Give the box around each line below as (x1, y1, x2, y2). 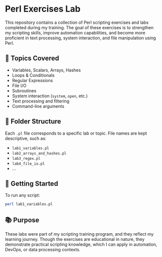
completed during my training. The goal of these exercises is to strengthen (5, 24, 154, 30)
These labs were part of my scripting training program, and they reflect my (5, 231, 154, 237)
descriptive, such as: (5, 135, 47, 141)
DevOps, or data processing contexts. (5, 247, 81, 253)
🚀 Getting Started (5, 179, 59, 188)
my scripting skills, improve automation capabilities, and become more (5, 30, 146, 35)
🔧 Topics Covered (5, 54, 59, 63)
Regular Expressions (12, 77, 53, 83)
